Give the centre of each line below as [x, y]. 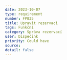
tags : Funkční [20, 28]
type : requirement [24, 14]
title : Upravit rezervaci [31, 23]
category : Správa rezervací [34, 32]
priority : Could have [27, 41]
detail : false [20, 50]
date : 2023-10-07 [23, 9]
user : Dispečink [22, 37]
